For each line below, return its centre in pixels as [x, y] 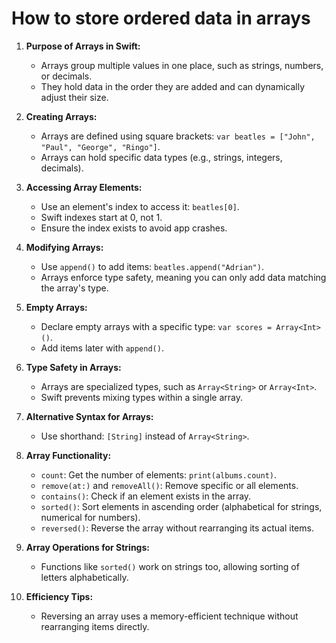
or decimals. [66, 76]
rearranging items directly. [95, 626]
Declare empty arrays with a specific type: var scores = [156, 326]
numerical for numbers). [90, 517]
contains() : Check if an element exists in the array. [146, 496]
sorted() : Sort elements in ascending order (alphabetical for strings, [181, 506]
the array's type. [74, 288]
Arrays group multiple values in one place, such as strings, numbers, [182, 65]
